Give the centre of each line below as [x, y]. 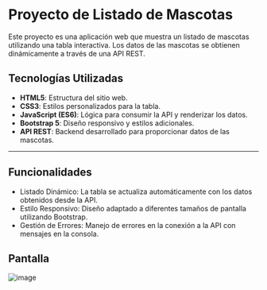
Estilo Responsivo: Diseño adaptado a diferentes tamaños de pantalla [133, 208]
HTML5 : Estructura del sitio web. [74, 98]
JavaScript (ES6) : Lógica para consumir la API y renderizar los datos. [133, 114]
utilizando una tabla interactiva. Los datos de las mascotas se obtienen [124, 44]
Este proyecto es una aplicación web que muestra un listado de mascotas [129, 37]
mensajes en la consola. [59, 234]
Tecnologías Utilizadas [66, 78]
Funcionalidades [50, 172]
